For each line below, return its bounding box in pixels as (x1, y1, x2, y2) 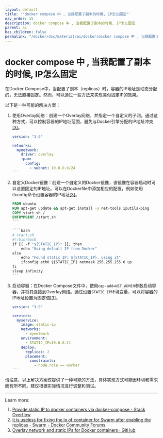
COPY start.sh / (12, 210, 45, 215)
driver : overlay (21, 152, 54, 157)
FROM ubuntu (12, 201, 36, 206)
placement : (25, 354, 48, 359)
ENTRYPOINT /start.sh (12, 215, 56, 220)
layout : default (5, 7, 38, 12)
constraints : (30, 358, 56, 363)
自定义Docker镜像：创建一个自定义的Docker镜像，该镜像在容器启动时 (12, 179, 152, 185)
